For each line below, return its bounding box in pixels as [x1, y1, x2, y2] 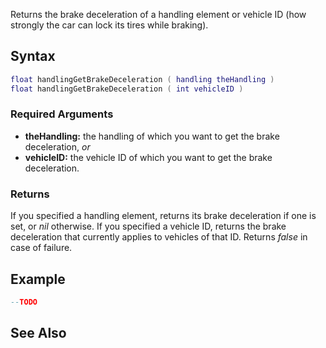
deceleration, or [24, 140, 91, 153]
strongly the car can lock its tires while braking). [10, 19, 209, 31]
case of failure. [10, 242, 73, 254]
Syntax [10, 48, 56, 65]
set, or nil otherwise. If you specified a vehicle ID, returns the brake [10, 220, 287, 233]
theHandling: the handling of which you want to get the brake [24, 130, 280, 142]
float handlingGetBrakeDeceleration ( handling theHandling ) [10, 74, 275, 84]
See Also [10, 325, 67, 342]
